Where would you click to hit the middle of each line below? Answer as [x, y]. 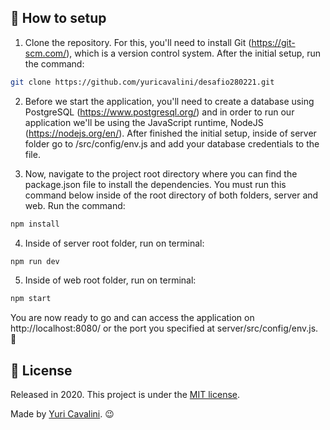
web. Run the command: [75, 205]
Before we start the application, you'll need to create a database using [169, 101]
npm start [31, 299]
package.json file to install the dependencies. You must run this [155, 184]
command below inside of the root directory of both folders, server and [171, 195]
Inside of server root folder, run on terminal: [114, 243]
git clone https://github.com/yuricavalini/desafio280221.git [142, 82]
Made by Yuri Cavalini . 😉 [62, 414]
